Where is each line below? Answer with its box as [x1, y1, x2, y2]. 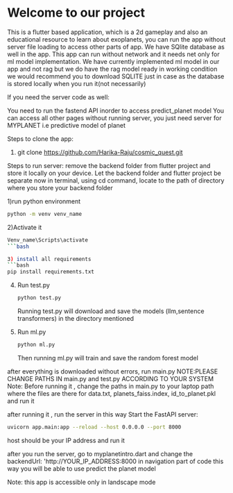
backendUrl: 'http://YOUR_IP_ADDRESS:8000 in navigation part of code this [7, 457, 224, 465]
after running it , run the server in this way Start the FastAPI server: [7, 410, 198, 418]
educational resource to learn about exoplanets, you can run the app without [7, 35, 226, 43]
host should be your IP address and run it [7, 436, 125, 444]
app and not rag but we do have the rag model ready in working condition [7, 65, 218, 73]
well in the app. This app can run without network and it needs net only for [7, 50, 220, 58]
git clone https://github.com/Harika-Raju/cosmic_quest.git [17, 148, 183, 156]
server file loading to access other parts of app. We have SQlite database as [7, 42, 225, 51]
